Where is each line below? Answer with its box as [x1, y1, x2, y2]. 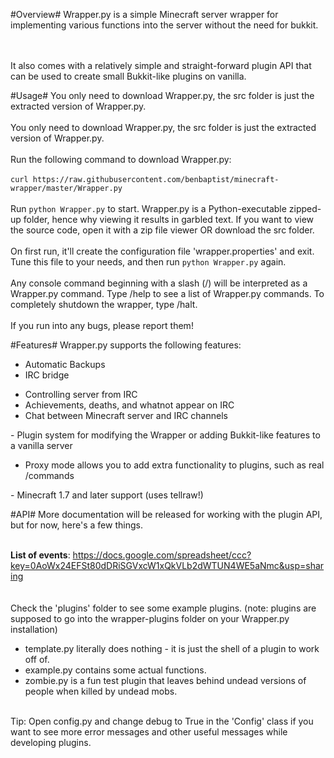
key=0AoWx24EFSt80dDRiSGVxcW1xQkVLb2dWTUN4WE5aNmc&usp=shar [10, 560, 325, 571]
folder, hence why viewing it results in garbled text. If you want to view [23, 214, 315, 225]
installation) [10, 624, 58, 635]
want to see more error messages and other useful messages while [10, 726, 288, 738]
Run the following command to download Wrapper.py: [10, 154, 232, 165]
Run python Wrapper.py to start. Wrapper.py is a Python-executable [10, 203, 287, 214]
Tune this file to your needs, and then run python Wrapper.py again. [10, 256, 287, 268]
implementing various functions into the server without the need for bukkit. [10, 19, 319, 31]
